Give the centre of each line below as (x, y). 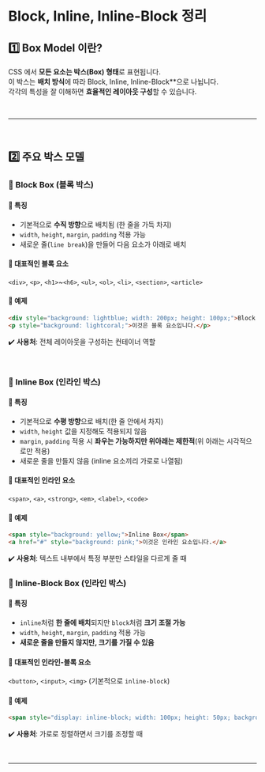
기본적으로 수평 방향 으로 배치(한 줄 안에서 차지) (91, 421)
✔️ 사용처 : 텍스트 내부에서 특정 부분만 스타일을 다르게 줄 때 (97, 558)
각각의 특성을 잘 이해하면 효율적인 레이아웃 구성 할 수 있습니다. (103, 91)
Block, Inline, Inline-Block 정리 (108, 16)
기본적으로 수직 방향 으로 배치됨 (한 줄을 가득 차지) (95, 224)
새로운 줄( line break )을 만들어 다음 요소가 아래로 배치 (103, 244)
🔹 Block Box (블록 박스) (51, 185)
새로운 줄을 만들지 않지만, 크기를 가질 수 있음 (87, 642)
